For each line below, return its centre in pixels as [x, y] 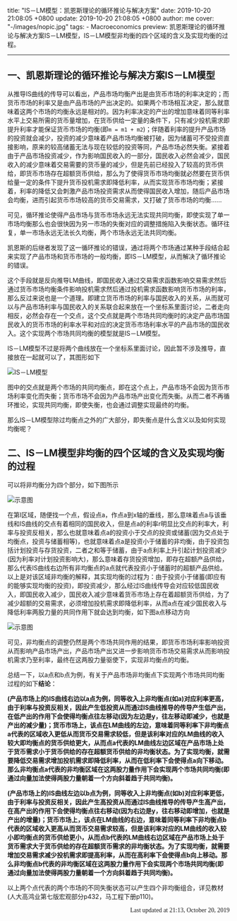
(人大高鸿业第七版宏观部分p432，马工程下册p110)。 [82, 896]
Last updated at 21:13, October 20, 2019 [180, 910]
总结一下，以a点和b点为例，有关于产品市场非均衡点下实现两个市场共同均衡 [116, 674]
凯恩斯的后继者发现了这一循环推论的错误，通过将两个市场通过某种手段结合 [115, 247]
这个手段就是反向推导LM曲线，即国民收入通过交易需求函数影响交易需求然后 [117, 280]
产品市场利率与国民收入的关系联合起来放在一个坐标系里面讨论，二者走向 [124, 307]
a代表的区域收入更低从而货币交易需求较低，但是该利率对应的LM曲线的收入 [116, 734]
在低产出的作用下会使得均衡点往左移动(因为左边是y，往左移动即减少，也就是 [119, 716]
